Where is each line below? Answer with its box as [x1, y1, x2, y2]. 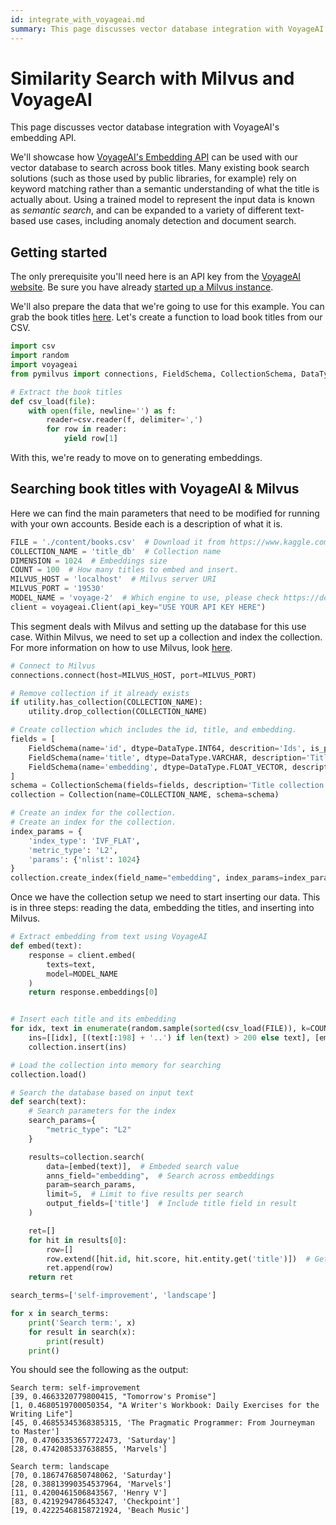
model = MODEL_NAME [46, 969, 118, 979]
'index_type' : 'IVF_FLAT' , [28, 836, 141, 846]
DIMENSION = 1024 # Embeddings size [10, 556, 168, 566]
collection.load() [10, 1069, 87, 1080]
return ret [28, 1272, 74, 1283]
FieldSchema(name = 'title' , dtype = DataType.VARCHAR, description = [28, 752, 307, 763]
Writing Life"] [10, 1409, 74, 1420]
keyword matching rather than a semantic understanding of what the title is [10, 183, 320, 195]
